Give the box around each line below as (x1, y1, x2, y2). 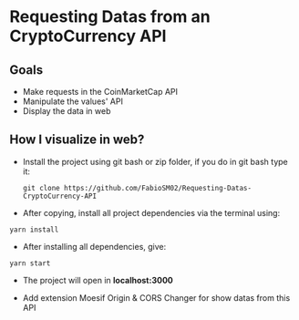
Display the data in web (22, 106, 111, 116)
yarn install (9, 225, 59, 234)
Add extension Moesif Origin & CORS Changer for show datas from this (22, 292, 291, 303)
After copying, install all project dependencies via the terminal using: (22, 207, 281, 218)
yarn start (9, 258, 51, 268)
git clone (22, 183, 61, 192)
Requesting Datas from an (9, 6, 211, 27)
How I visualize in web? (9, 132, 145, 148)
